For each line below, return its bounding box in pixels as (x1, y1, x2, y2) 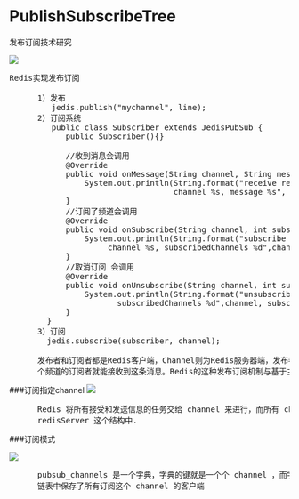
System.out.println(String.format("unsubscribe (84, 289, 296, 299)
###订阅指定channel (9, 384, 85, 395)
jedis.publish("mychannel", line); (51, 102, 207, 112)
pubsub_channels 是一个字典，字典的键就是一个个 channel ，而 (36, 470, 287, 479)
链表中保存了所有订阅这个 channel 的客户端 (36, 480, 205, 491)
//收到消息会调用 (65, 150, 131, 161)
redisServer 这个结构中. (36, 415, 138, 425)
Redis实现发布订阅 (9, 73, 80, 83)
